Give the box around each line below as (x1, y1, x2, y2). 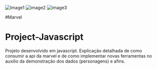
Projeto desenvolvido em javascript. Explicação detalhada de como (5, 47, 142, 54)
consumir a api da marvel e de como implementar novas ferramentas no (5, 53, 152, 59)
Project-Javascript (5, 32, 84, 43)
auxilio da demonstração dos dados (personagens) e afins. (5, 58, 125, 64)
